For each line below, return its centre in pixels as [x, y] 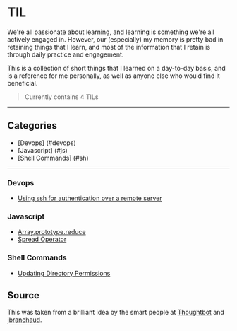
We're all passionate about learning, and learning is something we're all [111, 32]
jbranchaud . [25, 320]
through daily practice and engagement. [66, 54]
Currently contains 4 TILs [61, 97]
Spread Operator [42, 239]
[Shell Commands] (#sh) [53, 158]
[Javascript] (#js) [43, 150]
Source [24, 295]
